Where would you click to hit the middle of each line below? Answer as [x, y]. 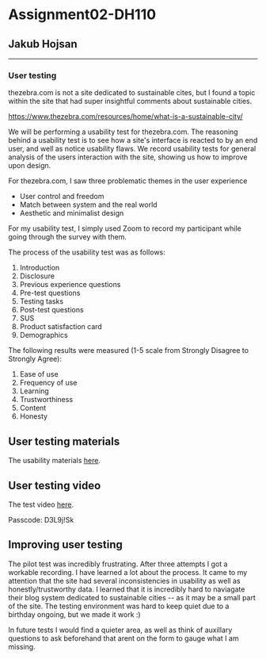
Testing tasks [42, 301]
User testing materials [64, 441]
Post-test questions [52, 310]
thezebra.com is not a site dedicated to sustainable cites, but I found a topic [132, 93]
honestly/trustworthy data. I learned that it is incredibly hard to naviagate [127, 589]
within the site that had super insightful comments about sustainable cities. [130, 102]
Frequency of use [48, 383]
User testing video [55, 485]
